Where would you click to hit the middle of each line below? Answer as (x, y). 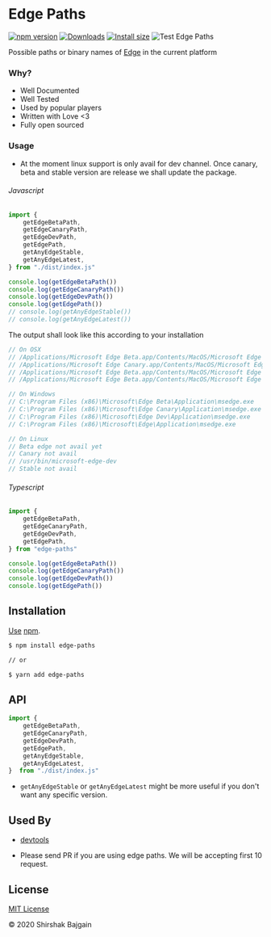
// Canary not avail (43, 454)
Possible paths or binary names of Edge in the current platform (113, 52)
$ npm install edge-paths (52, 645)
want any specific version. (64, 795)
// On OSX (25, 349)
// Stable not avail (43, 469)
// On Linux (28, 439)
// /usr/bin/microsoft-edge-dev (63, 461)
